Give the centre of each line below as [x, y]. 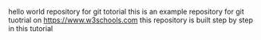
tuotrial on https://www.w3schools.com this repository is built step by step [131, 20]
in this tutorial [31, 28]
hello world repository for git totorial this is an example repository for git [127, 12]
